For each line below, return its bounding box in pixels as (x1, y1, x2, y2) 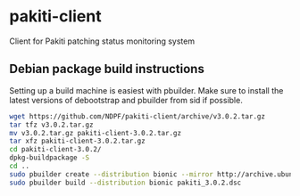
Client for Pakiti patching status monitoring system (9, 36, 195, 46)
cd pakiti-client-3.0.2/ (9, 145, 102, 154)
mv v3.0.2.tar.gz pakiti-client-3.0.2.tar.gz (9, 128, 181, 137)
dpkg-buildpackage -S (9, 153, 90, 162)
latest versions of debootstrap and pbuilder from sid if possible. (9, 94, 243, 105)
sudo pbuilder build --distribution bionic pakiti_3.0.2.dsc (9, 178, 242, 187)
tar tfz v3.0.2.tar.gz (9, 120, 94, 129)
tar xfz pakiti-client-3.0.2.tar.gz (9, 136, 146, 146)
